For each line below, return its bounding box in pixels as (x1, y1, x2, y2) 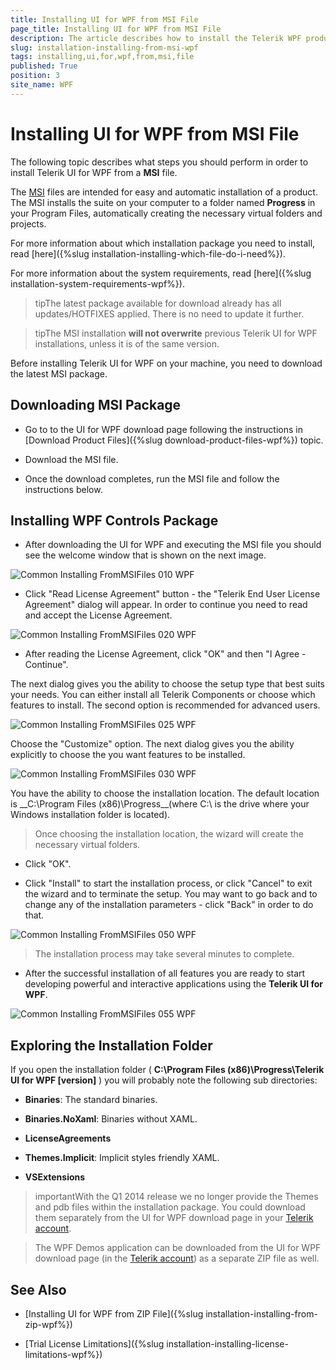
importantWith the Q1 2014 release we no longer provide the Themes (34, 1191, 319, 1203)
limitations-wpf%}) (24, 1348, 103, 1360)
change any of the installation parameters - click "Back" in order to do (24, 899, 314, 911)
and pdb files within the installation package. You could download (34, 1201, 306, 1213)
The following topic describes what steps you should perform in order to (10, 156, 309, 168)
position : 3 (10, 71, 60, 81)
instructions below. (24, 483, 103, 495)
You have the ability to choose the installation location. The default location (10, 787, 320, 800)
